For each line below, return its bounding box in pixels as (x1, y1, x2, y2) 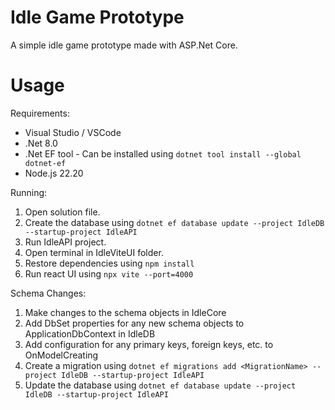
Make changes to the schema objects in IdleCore (24, 306, 227, 318)
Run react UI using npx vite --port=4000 (24, 267, 194, 280)
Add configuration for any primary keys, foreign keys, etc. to (24, 338, 274, 350)
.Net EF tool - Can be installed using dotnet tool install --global (24, 147, 302, 160)
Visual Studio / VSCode (24, 126, 122, 138)
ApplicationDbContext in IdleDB (24, 327, 156, 340)
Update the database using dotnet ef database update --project (24, 379, 297, 391)
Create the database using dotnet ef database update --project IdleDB (24, 216, 325, 228)
